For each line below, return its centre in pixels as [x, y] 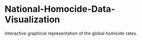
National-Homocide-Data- [60, 9]
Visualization [32, 20]
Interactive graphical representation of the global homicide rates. [71, 33]
